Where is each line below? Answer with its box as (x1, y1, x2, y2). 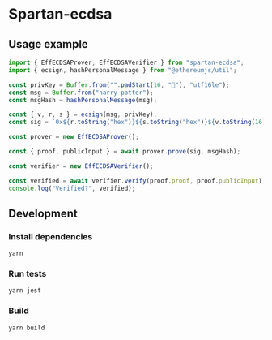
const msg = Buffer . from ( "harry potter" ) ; (8, 88, 154, 97)
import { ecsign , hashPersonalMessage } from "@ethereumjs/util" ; (8, 66, 237, 74)
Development (8, 206, 79, 220)
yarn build (8, 324, 45, 332)
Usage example (8, 37, 89, 51)
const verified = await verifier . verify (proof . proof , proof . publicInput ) (8, 176, 263, 185)
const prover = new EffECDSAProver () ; (8, 133, 139, 141)
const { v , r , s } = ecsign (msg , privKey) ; (8, 110, 158, 118)
